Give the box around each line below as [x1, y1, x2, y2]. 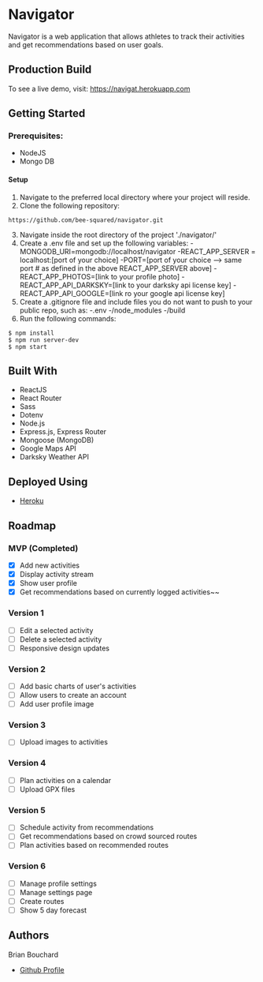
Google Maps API [19, 444, 76, 453]
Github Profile [19, 965, 65, 974]
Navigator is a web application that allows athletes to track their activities [8, 32, 246, 41]
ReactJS [19, 385, 47, 395]
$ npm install [8, 329, 55, 337]
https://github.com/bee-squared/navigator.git [8, 216, 164, 224]
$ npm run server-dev [8, 335, 80, 344]
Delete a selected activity [19, 634, 102, 644]
